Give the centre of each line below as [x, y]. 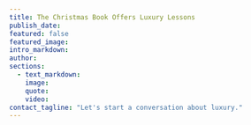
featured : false [39, 33]
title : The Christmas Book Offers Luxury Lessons [103, 17]
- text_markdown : [49, 75]
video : [37, 99]
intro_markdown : [39, 50]
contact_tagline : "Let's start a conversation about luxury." [126, 107]
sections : [27, 67]
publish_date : [35, 26]
